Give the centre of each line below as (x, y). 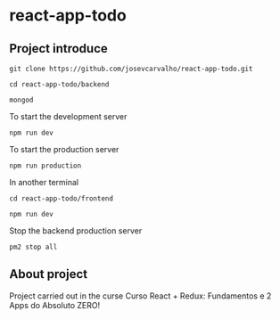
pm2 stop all (33, 247)
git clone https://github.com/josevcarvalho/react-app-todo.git (131, 69)
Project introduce (59, 49)
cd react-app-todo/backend (59, 85)
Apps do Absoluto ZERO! (55, 305)
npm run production (45, 166)
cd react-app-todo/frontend (62, 199)
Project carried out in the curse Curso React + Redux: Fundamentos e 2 (140, 296)
